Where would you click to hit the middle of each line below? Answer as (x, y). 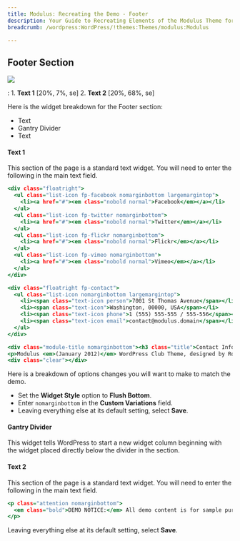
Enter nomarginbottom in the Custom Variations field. (95, 403)
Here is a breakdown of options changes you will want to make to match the (119, 374)
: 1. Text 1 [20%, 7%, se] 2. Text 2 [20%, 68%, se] (81, 93)
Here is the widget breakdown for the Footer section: (85, 107)
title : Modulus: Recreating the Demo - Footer (78, 14)
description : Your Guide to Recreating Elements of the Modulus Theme (115, 21)
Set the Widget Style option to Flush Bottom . (85, 395)
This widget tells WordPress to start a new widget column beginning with (115, 443)
